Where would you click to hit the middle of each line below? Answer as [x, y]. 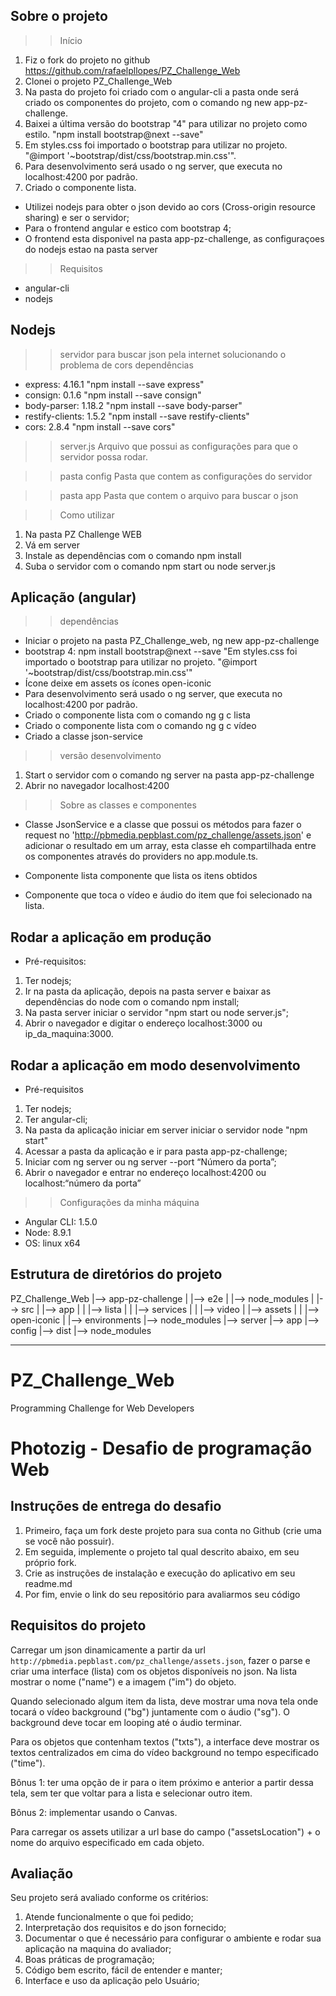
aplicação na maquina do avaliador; [98, 1949]
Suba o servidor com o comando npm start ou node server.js [150, 566]
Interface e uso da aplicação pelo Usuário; [112, 1981]
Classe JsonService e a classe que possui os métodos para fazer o [163, 825]
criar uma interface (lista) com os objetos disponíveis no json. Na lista [154, 1671]
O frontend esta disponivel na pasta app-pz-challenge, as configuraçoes [174, 238]
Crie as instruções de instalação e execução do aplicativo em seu [160, 1573]
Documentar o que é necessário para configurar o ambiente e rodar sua [173, 1938]
